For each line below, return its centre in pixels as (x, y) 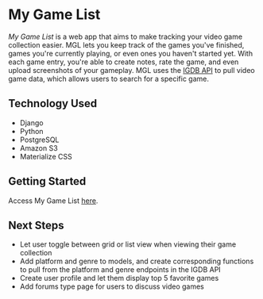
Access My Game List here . (53, 201)
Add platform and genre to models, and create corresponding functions (137, 261)
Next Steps (36, 225)
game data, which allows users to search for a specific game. (108, 79)
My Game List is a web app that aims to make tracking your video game (126, 36)
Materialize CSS (46, 156)
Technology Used (53, 103)
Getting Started (47, 181)
